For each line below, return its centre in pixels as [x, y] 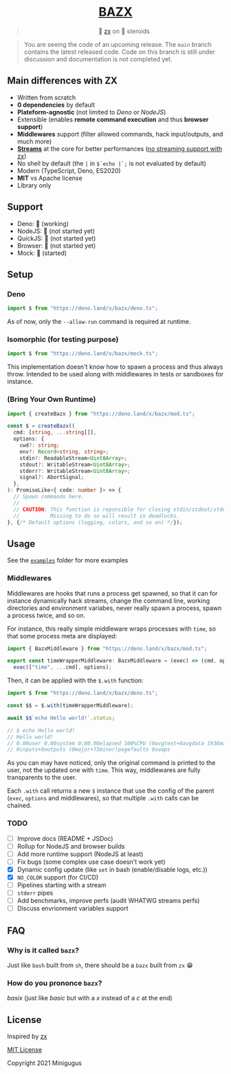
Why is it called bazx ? [43, 950]
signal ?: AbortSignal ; [52, 477]
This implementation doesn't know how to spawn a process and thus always [115, 367]
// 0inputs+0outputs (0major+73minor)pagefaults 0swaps [89, 750]
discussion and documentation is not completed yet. [98, 59]
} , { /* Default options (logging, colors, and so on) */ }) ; [95, 522]
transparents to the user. [42, 778]
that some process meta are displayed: [62, 636]
